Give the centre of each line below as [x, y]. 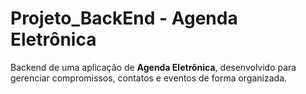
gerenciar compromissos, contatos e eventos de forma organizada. [149, 78]
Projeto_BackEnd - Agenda [124, 18]
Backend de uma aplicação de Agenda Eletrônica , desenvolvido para [153, 67]
